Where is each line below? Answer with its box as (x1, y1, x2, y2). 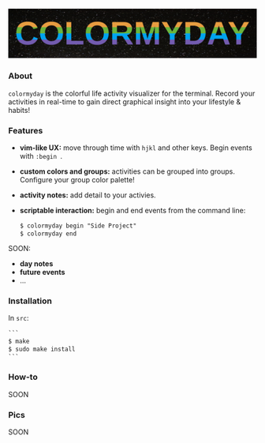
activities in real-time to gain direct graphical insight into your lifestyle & (8, 96, 241, 107)
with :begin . (19, 152, 63, 160)
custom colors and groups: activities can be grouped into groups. (19, 167, 235, 176)
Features (8, 125, 43, 136)
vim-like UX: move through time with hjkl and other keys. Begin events (19, 143, 252, 152)
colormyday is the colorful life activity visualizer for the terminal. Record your (8, 88, 256, 98)
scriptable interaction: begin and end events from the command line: (19, 206, 246, 215)
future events (19, 268, 65, 276)
